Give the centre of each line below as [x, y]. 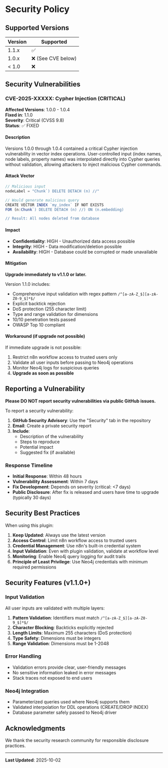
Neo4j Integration [27, 691]
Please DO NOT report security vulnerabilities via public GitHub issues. [80, 401]
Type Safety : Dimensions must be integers [56, 638]
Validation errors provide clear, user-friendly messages [69, 667]
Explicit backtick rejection [39, 303]
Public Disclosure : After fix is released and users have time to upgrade [85, 492]
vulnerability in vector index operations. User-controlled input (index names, [83, 153]
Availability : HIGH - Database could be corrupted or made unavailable [85, 252]
